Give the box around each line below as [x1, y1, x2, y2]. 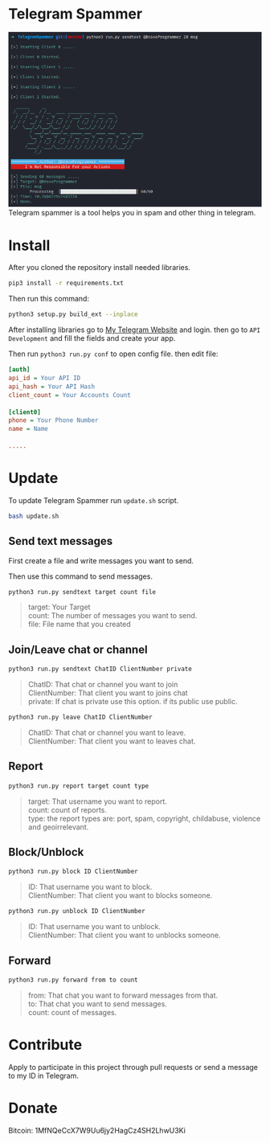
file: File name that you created [27, 620, 131, 629]
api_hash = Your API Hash [8, 383, 95, 391]
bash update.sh [8, 512, 59, 520]
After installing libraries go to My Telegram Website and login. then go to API [8, 325, 261, 334]
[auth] [8, 366, 31, 374]
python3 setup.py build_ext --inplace [8, 310, 138, 318]
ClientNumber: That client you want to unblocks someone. [27, 930, 221, 940]
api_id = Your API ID [8, 375, 81, 383]
